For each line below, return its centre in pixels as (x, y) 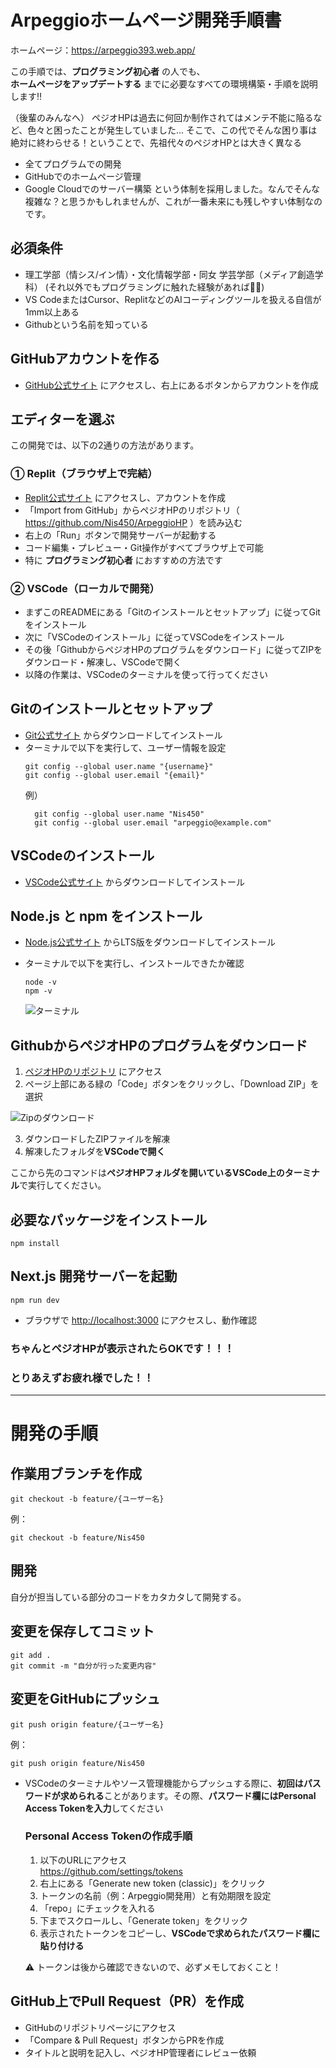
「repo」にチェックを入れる (97, 1908)
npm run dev (35, 1300)
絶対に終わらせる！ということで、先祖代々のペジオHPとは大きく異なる (156, 142)
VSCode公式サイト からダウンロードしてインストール (135, 882)
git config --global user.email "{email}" (114, 775)
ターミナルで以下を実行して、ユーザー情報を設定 (125, 747)
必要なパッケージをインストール (109, 1219)
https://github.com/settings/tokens (111, 1871)
